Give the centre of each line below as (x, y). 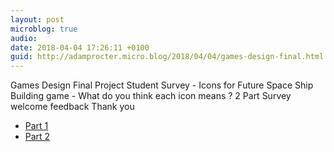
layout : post (37, 19)
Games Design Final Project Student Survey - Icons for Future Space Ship (162, 85)
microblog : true (44, 29)
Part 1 (36, 126)
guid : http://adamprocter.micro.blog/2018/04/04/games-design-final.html (167, 57)
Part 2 (37, 137)
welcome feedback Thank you (72, 107)
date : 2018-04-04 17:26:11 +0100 (80, 47)
